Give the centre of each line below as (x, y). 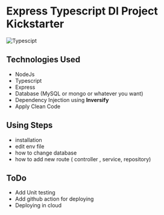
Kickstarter (35, 24)
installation (28, 140)
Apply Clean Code (38, 106)
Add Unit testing (35, 193)
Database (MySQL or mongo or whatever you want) (79, 93)
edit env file (30, 146)
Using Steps (30, 125)
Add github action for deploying (54, 199)
